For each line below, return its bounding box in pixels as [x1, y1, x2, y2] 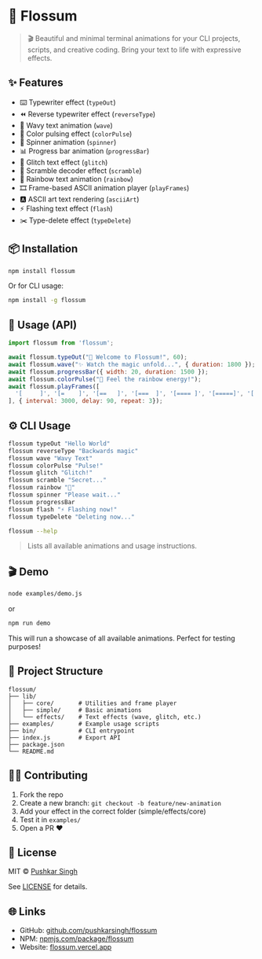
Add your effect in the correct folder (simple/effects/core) [19, 806, 206, 816]
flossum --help [8, 527, 58, 535]
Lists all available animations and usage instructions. [27, 541, 198, 551]
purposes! [8, 642, 42, 651]
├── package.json [8, 740, 65, 748]
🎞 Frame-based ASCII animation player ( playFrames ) [19, 183, 190, 192]
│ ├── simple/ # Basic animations [8, 706, 143, 714]
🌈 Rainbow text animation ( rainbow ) [19, 174, 133, 183]
